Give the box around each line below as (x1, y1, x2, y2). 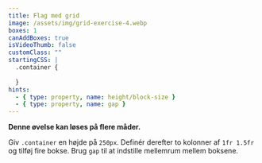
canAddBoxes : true (8, 33, 69, 42)
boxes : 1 (8, 26, 37, 34)
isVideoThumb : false (8, 41, 77, 49)
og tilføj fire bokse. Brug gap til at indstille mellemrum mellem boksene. (8, 146, 239, 156)
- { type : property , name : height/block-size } (15, 93, 176, 101)
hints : (8, 85, 30, 94)
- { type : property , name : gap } (15, 100, 126, 108)
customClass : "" (8, 49, 62, 56)
